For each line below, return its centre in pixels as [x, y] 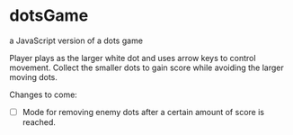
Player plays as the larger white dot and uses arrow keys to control [133, 58]
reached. [39, 122]
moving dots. [34, 76]
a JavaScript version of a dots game [76, 40]
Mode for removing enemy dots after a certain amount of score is [143, 112]
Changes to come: [44, 94]
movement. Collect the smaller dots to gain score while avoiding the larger [147, 67]
